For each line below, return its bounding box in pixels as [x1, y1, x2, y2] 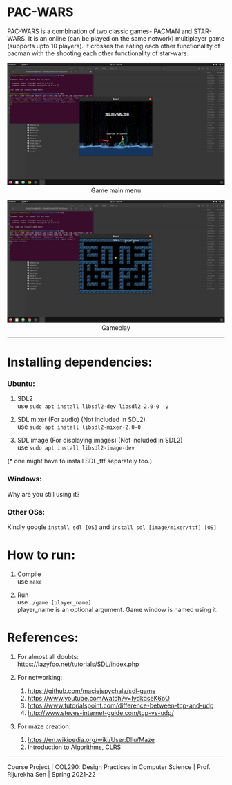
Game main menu [90, 186, 142, 194]
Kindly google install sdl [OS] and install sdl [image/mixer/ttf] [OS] [7, 523, 217, 531]
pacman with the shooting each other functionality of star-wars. [7, 49, 188, 57]
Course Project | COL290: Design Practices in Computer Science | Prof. [7, 762, 211, 771]
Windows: [7, 474, 43, 484]
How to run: [7, 547, 76, 563]
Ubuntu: [7, 379, 36, 389]
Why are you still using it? [7, 490, 80, 498]
